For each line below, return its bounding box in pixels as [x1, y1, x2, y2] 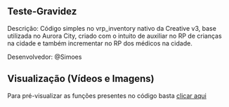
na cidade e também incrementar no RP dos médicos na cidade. [7, 38, 193, 48]
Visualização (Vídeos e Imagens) [7, 73, 155, 85]
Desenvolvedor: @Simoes [7, 52, 82, 61]
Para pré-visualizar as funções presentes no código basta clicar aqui [7, 91, 207, 100]
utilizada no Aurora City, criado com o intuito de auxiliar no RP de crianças [7, 31, 223, 40]
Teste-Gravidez [7, 6, 77, 17]
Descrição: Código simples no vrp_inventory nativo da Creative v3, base [7, 24, 216, 32]
